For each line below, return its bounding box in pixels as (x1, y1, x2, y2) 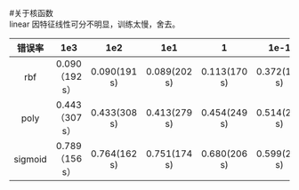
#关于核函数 (9, 8, 53, 18)
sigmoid (13, 154, 47, 165)
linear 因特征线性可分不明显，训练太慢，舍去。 (9, 19, 181, 29)
